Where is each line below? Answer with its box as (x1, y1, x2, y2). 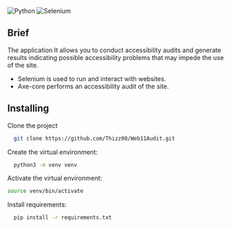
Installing (7, 102, 49, 114)
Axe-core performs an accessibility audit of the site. (17, 82, 170, 90)
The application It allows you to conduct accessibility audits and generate (7, 46, 221, 54)
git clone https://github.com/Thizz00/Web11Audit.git (13, 135, 175, 142)
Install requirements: (7, 200, 67, 209)
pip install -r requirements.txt (13, 214, 112, 222)
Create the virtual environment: (7, 148, 98, 156)
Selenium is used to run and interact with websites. (17, 74, 167, 83)
